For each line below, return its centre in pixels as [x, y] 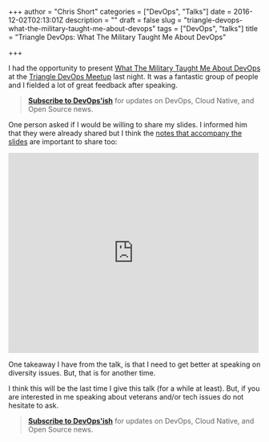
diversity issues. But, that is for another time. [82, 373]
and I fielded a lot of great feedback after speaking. [93, 85]
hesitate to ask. [34, 405]
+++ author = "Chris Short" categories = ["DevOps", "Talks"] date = [120, 12]
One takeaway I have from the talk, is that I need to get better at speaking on [134, 364]
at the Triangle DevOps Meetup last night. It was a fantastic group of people [133, 76]
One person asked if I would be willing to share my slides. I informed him [128, 125]
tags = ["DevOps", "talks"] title [208, 28]
